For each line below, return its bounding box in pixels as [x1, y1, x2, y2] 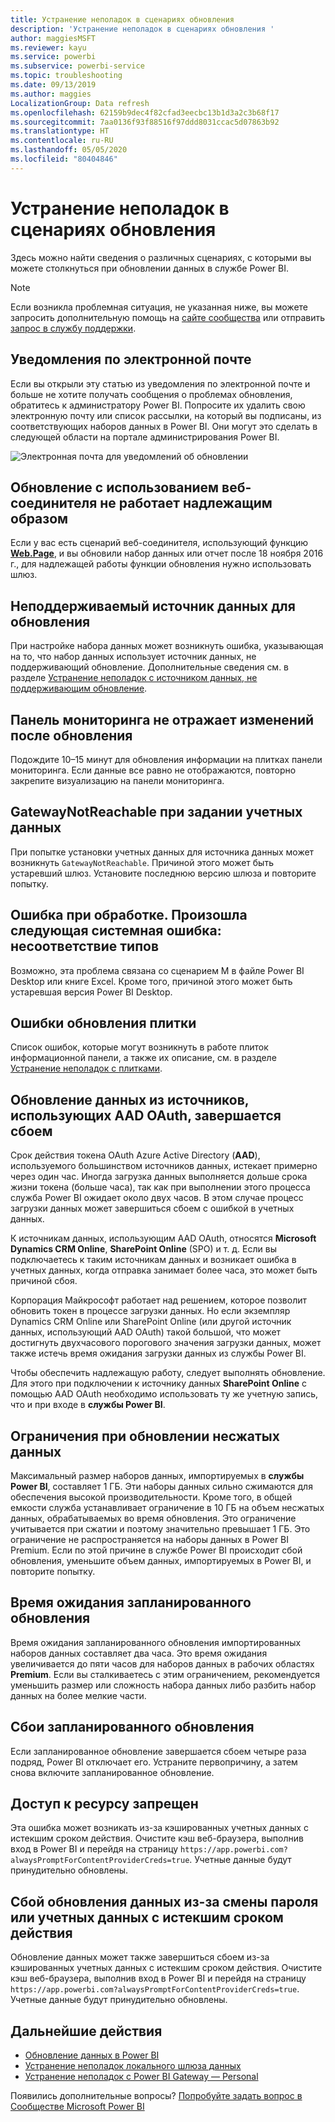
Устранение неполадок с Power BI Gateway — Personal [24, 2071, 259, 2083]
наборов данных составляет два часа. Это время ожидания [10, 1647, 268, 1659]
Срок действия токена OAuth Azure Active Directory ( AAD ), [10, 1149, 261, 1161]
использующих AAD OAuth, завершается [10, 1107, 282, 1124]
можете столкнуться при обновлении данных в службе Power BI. [10, 262, 289, 274]
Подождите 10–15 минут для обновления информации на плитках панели [10, 753, 323, 765]
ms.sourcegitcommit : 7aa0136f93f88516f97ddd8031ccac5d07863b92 [10, 117, 280, 127]
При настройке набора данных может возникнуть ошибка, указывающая [10, 640, 324, 652]
